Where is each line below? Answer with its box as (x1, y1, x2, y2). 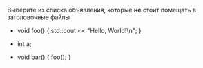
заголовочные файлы (7, 13, 70, 21)
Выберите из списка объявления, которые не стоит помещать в (7, 6, 197, 14)
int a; (17, 40, 32, 47)
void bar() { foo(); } (17, 53, 71, 61)
